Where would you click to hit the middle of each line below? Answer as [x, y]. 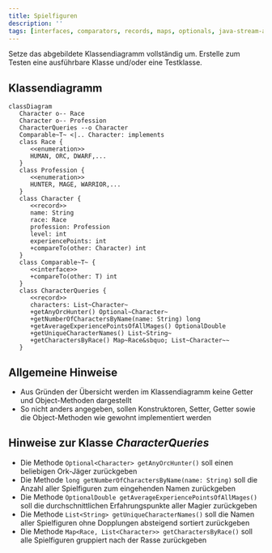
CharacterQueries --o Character [74, 128]
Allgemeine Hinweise [63, 372]
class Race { [41, 143]
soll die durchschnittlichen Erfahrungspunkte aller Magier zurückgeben [138, 505]
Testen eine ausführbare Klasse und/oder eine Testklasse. [105, 62]
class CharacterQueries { [63, 291]
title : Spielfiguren [43, 16]
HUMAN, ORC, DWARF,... [68, 156]
